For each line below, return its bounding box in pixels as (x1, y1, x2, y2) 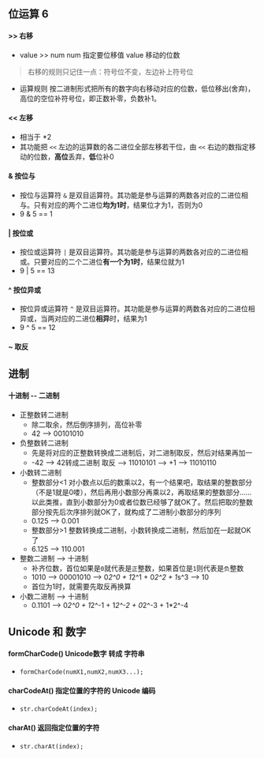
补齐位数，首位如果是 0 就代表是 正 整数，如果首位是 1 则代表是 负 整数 (31, 563, 244, 572)
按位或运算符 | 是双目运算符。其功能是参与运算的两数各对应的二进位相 (19, 247, 248, 257)
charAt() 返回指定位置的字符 (8, 722, 100, 732)
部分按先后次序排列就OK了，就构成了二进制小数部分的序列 (31, 507, 221, 516)
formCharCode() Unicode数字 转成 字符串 (8, 648, 145, 658)
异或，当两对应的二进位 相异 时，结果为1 (19, 314, 147, 324)
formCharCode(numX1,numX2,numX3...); (19, 668, 144, 677)
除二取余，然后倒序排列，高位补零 (31, 419, 143, 429)
